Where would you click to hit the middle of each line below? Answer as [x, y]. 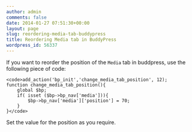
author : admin [24, 12]
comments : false [26, 17]
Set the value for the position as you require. [61, 122]
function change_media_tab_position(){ [56, 85]
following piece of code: [36, 68]
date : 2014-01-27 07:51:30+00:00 [48, 23]
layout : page [22, 28]
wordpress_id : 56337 [32, 46]
